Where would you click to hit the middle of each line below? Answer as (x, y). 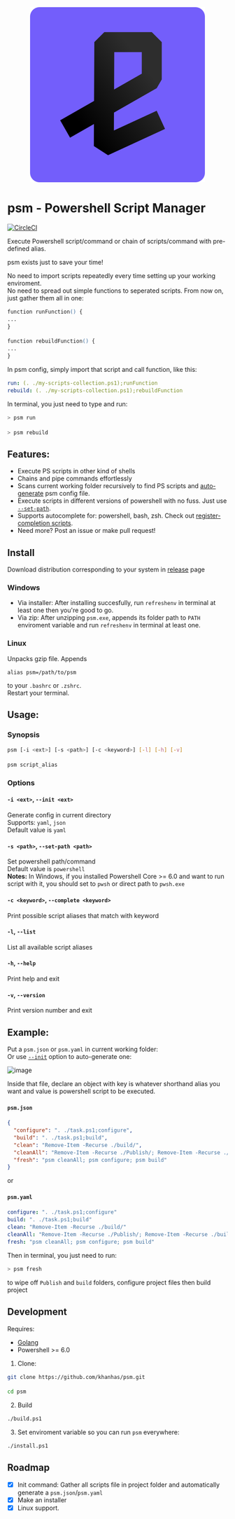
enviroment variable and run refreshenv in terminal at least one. (109, 625)
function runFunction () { (45, 312)
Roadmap (29, 1468)
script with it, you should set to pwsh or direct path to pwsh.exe (96, 884)
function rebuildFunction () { (51, 341)
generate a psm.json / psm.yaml (60, 1492)
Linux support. (38, 1508)
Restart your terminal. (38, 693)
